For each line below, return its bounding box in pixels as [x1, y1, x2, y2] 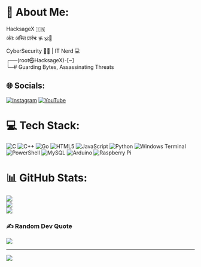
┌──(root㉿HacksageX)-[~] [6, 56, 75, 63]
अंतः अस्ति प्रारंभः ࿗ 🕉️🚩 [6, 34, 53, 41]
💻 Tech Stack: [6, 119, 80, 132]
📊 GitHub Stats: [6, 171, 88, 184]
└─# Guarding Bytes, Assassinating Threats [6, 63, 114, 71]
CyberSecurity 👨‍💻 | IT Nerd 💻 [6, 47, 81, 54]
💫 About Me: [6, 5, 69, 19]
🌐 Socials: [6, 81, 45, 91]
